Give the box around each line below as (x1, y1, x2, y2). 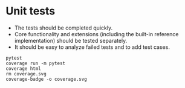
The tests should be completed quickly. (14, 24, 113, 31)
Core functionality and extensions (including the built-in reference (14, 30, 179, 37)
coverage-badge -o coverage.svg (5, 76, 87, 82)
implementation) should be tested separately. (14, 37, 128, 44)
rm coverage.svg (5, 71, 47, 77)
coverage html (5, 65, 42, 72)
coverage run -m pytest (5, 60, 66, 66)
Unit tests (5, 4, 56, 18)
